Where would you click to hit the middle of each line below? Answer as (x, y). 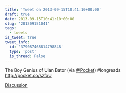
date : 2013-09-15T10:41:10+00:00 (40, 19)
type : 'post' (23, 51)
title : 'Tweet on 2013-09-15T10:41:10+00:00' (53, 10)
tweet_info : (17, 42)
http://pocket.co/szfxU (29, 76)
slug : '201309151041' (28, 24)
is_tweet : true (21, 38)
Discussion (16, 85)
